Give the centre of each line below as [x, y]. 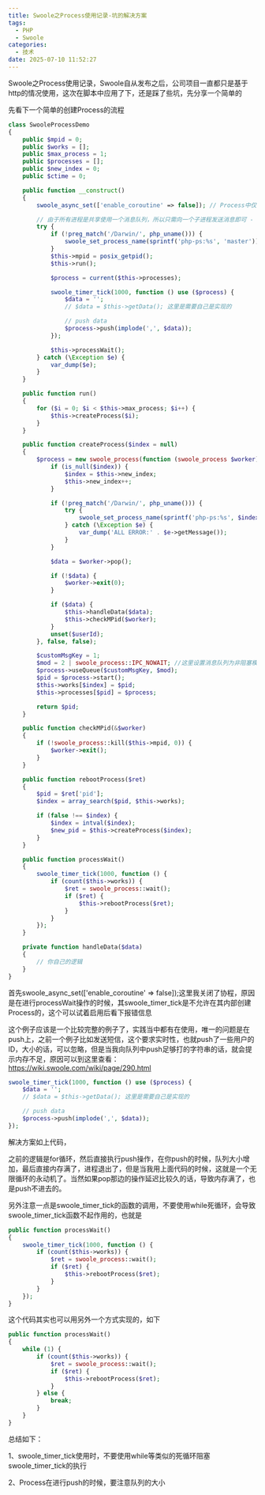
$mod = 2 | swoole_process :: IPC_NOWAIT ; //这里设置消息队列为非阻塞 [144, 663]
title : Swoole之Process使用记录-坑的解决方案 [78, 15]
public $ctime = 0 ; [54, 176]
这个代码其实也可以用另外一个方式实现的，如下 [84, 1319]
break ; [61, 1401]
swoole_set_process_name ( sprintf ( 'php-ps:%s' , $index [169, 518]
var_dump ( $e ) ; [73, 364]
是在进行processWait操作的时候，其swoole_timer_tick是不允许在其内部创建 [130, 1002]
